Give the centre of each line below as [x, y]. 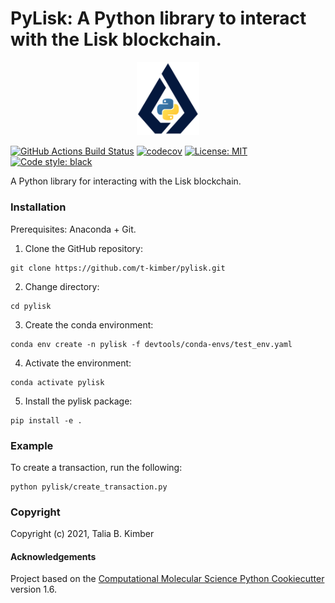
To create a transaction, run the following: [96, 467]
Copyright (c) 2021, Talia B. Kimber [82, 534]
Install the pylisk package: [78, 401]
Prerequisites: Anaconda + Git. [73, 229]
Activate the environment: [78, 363]
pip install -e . [46, 420]
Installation [38, 207]
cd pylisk [31, 306]
